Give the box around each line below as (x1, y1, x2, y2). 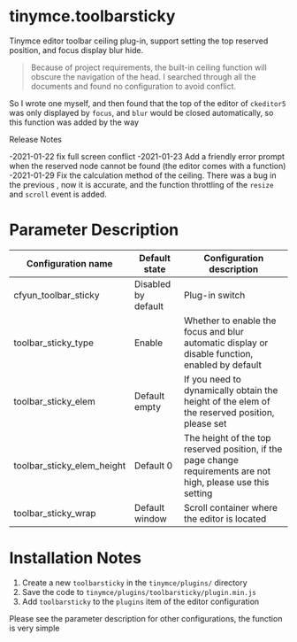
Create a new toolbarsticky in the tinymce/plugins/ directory (21, 577, 247, 588)
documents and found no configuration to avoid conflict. (30, 81, 237, 91)
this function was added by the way (9, 117, 140, 128)
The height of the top (184, 431, 271, 444)
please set (184, 417, 227, 429)
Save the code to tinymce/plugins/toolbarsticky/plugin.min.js (21, 586, 256, 597)
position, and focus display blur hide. (9, 44, 144, 55)
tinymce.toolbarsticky (9, 6, 176, 27)
